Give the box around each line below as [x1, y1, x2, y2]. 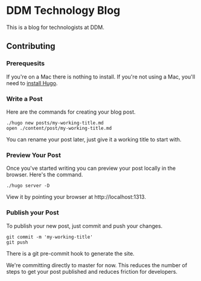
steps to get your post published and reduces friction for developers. [6, 268, 178, 275]
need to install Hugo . [6, 79, 58, 86]
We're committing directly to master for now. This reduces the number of [6, 261, 188, 269]
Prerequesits [6, 59, 45, 68]
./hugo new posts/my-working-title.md [6, 120, 104, 126]
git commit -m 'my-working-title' [6, 234, 94, 240]
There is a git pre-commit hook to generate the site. [6, 250, 135, 257]
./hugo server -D [6, 182, 50, 189]
